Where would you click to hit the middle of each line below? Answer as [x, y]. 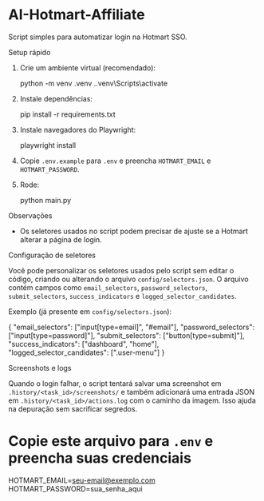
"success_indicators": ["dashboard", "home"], [84, 344]
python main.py [45, 200]
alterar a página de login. [61, 239]
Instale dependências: [56, 98]
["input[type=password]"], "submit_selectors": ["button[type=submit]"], [126, 335]
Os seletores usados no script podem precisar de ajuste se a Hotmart [134, 231]
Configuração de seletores [52, 255]
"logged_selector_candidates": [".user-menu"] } [87, 352]
